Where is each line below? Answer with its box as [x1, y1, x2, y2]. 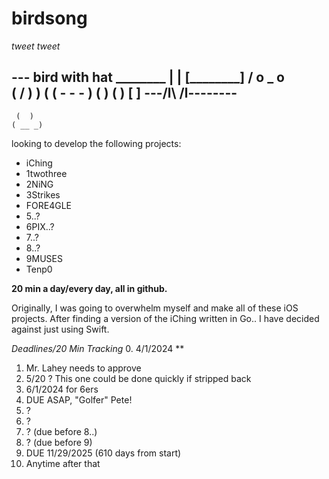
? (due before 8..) [25, 425, 98, 437]
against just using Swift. [11, 323, 110, 335]
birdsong [11, 7, 88, 30]
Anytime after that [25, 457, 101, 469]
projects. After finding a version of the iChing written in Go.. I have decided [11, 312, 320, 324]
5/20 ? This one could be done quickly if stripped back [25, 372, 252, 384]
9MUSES [25, 252, 63, 264]
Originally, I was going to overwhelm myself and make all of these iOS [11, 302, 299, 314]
